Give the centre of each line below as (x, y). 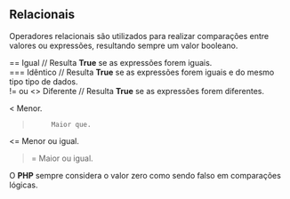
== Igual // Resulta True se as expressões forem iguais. (111, 62)
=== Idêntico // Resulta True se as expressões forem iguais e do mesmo (142, 72)
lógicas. (24, 185)
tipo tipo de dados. (44, 81)
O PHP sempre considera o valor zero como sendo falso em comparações (145, 175)
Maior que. (71, 124)
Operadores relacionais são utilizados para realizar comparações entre (139, 36)
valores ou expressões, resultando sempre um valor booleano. (124, 45)
